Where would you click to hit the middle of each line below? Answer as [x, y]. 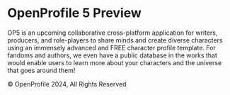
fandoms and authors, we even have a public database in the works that [113, 55]
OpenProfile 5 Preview [74, 13]
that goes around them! [41, 70]
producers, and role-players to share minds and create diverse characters [115, 40]
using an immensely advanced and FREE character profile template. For [111, 47]
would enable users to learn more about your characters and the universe [115, 62]
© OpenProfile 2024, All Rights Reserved [67, 84]
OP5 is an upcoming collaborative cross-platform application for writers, [113, 33]
